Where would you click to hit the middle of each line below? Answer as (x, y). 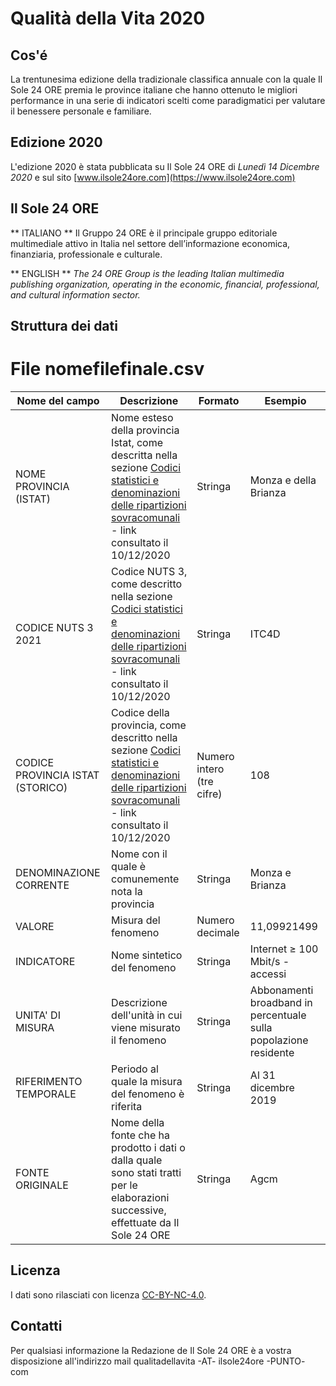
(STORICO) (41, 787)
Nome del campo (58, 400)
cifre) (209, 794)
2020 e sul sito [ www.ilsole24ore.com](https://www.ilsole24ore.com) (153, 177)
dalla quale (137, 1160)
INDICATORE (45, 961)
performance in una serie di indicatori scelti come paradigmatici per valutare (168, 100)
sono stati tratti (146, 1172)
